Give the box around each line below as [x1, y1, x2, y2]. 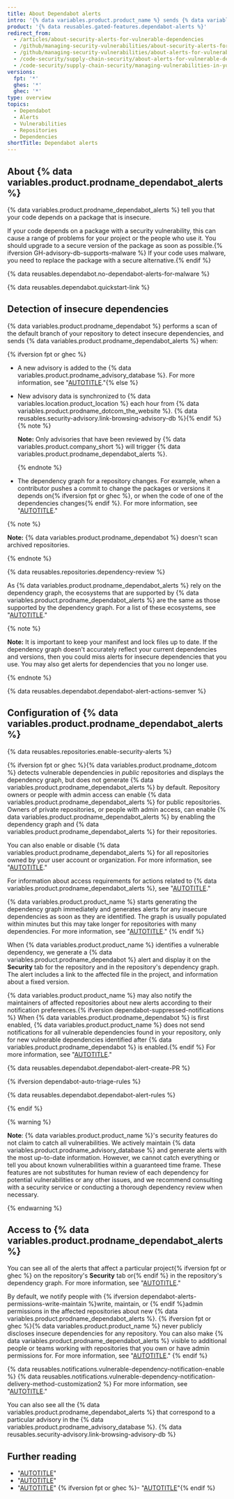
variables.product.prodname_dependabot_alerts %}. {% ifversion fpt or [7, 1314, 211, 1323]
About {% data [7, 165, 73, 178]
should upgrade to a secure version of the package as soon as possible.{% [7, 241, 223, 249]
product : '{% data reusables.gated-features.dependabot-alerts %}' [7, 23, 208, 30]
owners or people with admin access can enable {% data [7, 790, 171, 799]
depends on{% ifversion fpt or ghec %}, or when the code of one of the [17, 492, 224, 500]
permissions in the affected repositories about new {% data [7, 1307, 178, 1316]
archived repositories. [7, 540, 70, 549]
